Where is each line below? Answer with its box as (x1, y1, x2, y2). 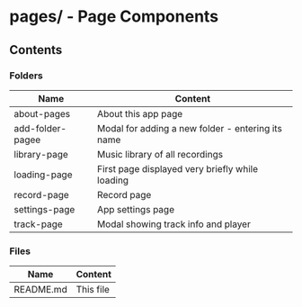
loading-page (13, 168, 73, 181)
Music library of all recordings (97, 148, 223, 160)
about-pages (13, 107, 70, 120)
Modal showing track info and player (97, 218, 252, 230)
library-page (13, 148, 69, 160)
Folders (9, 69, 43, 82)
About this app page (97, 107, 183, 120)
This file (75, 284, 111, 296)
